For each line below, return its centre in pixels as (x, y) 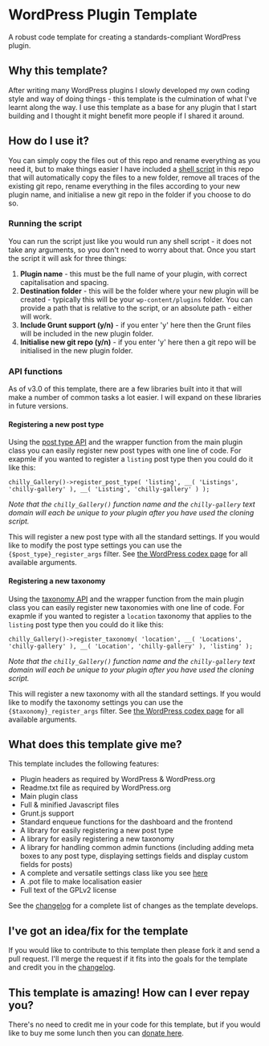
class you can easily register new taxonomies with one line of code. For (126, 607)
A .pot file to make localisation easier (81, 881)
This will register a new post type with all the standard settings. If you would (134, 537)
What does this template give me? (95, 744)
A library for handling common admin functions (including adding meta (137, 848)
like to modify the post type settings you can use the (95, 545)
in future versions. (38, 406)
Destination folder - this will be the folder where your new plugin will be (139, 291)
